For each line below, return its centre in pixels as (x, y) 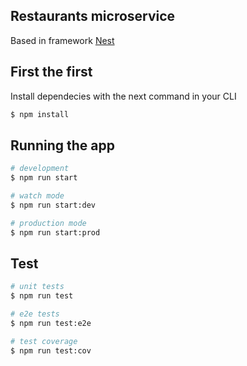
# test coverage (44, 341)
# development (40, 169)
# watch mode (37, 196)
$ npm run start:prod (55, 232)
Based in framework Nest (62, 40)
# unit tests (37, 287)
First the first (51, 72)
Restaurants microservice (93, 16)
